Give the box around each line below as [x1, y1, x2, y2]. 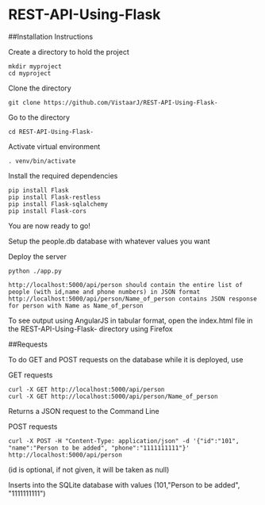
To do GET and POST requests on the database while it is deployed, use [8, 354, 244, 364]
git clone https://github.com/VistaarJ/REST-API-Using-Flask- [8, 98, 218, 106]
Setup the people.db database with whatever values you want [8, 236, 210, 246]
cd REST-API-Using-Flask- [8, 128, 94, 136]
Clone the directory [8, 83, 71, 93]
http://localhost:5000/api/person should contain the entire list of [8, 281, 244, 289]
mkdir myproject [8, 62, 62, 71]
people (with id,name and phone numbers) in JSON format [8, 288, 201, 296]
